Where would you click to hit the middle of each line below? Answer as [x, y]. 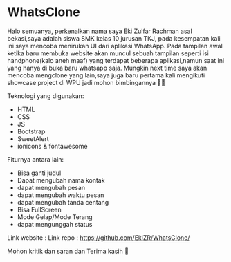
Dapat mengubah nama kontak [61, 180]
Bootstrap [31, 131]
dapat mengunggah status [55, 224]
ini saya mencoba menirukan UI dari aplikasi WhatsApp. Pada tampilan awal [115, 46]
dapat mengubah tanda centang [63, 202]
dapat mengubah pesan [51, 187]
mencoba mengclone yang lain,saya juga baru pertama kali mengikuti [106, 75]
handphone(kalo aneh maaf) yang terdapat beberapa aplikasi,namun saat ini [116, 60]
